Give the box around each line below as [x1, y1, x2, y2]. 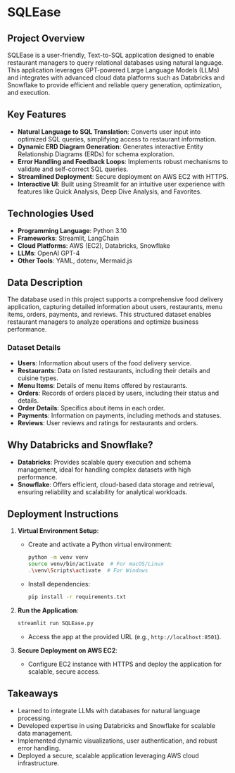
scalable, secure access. [27, 667, 101, 676]
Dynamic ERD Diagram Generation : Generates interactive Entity [17, 142, 204, 151]
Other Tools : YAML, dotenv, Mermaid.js [17, 256, 132, 265]
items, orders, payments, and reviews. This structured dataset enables [7, 310, 212, 319]
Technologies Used [7, 208, 94, 220]
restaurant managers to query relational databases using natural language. [7, 58, 224, 67]
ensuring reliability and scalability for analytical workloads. [17, 487, 188, 496]
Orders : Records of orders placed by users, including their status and [17, 389, 220, 397]
